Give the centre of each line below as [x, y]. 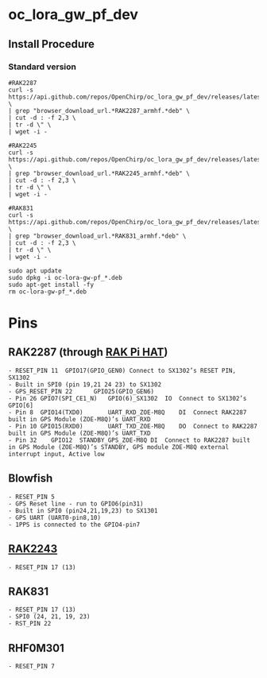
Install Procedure [52, 44]
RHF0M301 [37, 648]
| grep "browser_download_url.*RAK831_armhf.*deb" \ [97, 236]
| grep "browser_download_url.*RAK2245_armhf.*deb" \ [99, 173]
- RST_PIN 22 [30, 624]
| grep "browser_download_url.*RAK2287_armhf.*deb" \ [99, 110]
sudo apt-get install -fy [51, 285]
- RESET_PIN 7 [32, 666]
